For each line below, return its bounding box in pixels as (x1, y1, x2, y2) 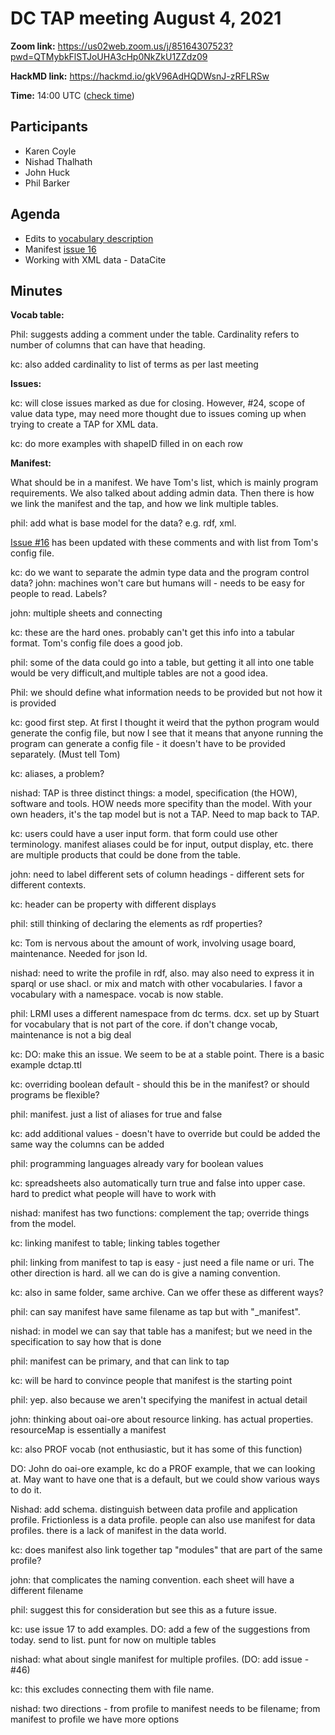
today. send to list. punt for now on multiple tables (10, 1634, 217, 1646)
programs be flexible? (10, 1089, 100, 1101)
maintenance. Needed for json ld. (10, 948, 148, 960)
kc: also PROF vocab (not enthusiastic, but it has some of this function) (10, 1443, 303, 1456)
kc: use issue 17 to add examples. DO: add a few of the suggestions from (10, 1623, 311, 1636)
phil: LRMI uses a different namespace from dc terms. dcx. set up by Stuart (10, 1008, 320, 1020)
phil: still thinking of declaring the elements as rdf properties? (10, 918, 263, 930)
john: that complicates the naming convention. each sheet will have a (10, 1574, 295, 1586)
